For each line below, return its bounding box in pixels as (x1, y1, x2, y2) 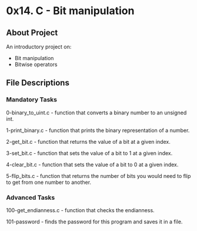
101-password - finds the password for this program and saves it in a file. (6, 218, 183, 225)
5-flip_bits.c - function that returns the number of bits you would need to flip (6, 172, 191, 179)
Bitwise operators (14, 61, 58, 68)
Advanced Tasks (6, 193, 55, 202)
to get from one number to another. (6, 179, 92, 186)
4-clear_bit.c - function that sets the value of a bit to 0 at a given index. (6, 161, 179, 168)
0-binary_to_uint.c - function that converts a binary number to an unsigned (6, 109, 187, 116)
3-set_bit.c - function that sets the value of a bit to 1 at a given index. (6, 149, 173, 157)
